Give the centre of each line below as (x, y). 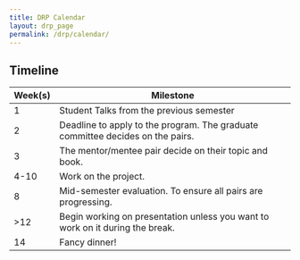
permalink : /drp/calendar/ (59, 34)
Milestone (173, 96)
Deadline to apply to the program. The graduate (159, 125)
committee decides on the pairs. (127, 137)
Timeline (34, 70)
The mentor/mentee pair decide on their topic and (163, 151)
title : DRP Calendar (48, 17)
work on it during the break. (117, 228)
